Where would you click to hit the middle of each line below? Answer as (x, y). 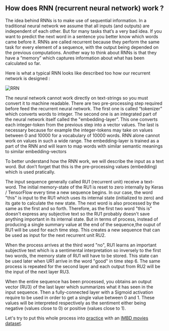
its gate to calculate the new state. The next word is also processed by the (82, 203)
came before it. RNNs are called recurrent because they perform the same (82, 42)
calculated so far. (23, 63)
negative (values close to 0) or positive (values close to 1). (66, 308)
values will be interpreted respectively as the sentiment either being (76, 303)
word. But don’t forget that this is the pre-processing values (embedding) (81, 166)
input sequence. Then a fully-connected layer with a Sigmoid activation (79, 292)
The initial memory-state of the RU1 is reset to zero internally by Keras (91, 187)
